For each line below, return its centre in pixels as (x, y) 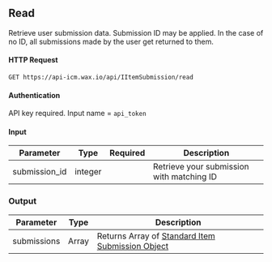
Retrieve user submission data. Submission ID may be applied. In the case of (136, 32)
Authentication (34, 95)
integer (88, 172)
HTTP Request (33, 60)
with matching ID (185, 177)
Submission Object (133, 246)
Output (23, 201)
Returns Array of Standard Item (156, 236)
